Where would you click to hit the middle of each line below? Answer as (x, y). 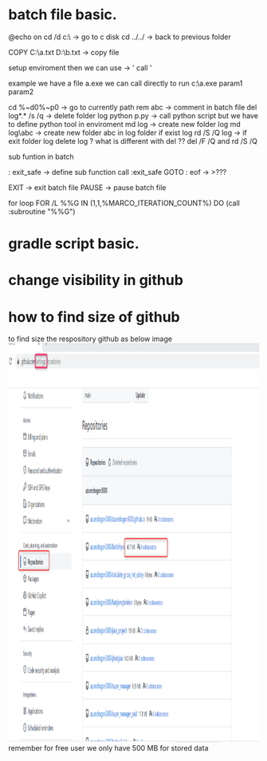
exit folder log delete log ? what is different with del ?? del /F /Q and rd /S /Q (133, 141)
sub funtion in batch (41, 157)
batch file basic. (63, 15)
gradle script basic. (74, 244)
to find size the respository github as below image (90, 339)
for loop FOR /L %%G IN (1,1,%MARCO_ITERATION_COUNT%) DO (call (124, 203)
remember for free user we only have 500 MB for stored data (108, 748)
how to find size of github (94, 317)
